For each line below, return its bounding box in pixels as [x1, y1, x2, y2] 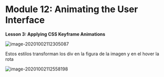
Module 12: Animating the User [5, 4, 138, 15]
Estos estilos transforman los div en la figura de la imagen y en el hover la [5, 51, 159, 57]
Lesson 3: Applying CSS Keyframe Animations [5, 31, 106, 37]
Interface [5, 14, 45, 26]
